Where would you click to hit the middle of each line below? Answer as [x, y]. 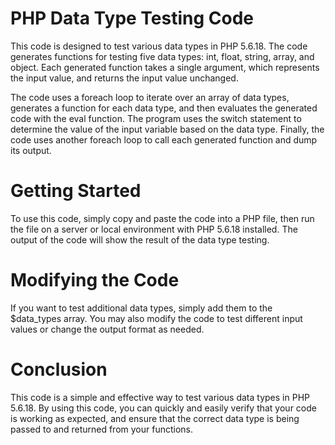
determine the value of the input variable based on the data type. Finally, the [167, 129]
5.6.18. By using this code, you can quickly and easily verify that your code [163, 408]
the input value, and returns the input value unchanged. [124, 78]
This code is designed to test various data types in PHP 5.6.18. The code [159, 46]
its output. [31, 150]
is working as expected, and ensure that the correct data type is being [155, 418]
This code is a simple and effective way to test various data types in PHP [160, 397]
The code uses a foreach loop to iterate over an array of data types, [150, 97]
